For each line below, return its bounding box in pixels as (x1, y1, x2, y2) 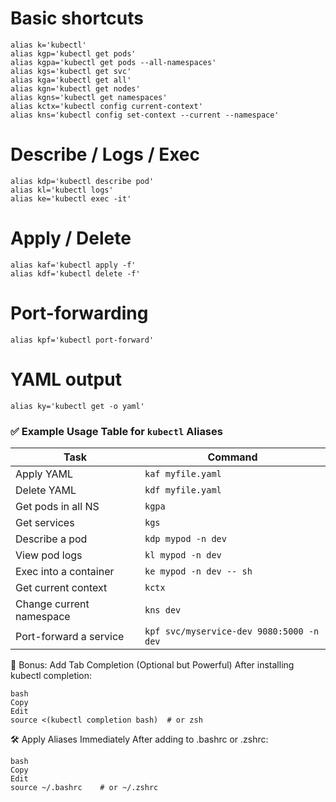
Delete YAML (15, 483, 77, 497)
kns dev (144, 604, 182, 616)
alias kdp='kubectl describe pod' (10, 176, 155, 186)
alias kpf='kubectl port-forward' (10, 335, 155, 345)
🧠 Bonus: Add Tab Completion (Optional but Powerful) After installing (10, 658, 295, 671)
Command (207, 450, 258, 464)
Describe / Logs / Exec (10, 143, 200, 166)
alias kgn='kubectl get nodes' (10, 83, 141, 94)
